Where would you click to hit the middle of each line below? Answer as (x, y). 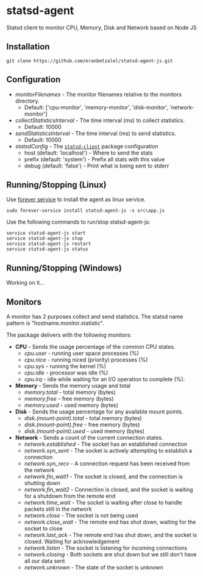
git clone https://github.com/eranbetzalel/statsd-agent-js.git (90, 61)
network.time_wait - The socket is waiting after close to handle (103, 502)
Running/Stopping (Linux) (56, 185)
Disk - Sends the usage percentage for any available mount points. (99, 412)
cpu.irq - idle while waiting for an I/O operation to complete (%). (105, 379)
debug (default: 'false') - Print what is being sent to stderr (97, 166)
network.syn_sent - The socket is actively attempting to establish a (108, 450)
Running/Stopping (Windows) (64, 268)
